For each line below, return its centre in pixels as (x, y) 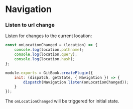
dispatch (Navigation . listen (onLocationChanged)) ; (76, 82)
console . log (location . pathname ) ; (49, 50)
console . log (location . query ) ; (46, 55)
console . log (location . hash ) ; (45, 59)
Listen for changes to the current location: (49, 36)
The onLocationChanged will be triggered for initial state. (62, 101)
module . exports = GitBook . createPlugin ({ (49, 73)
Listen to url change (30, 25)
